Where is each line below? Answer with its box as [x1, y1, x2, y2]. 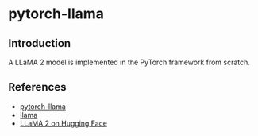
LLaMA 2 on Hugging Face [19, 119, 107, 128]
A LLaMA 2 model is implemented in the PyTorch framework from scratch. [8, 57, 250, 67]
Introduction [8, 37, 71, 50]
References [8, 80, 67, 94]
